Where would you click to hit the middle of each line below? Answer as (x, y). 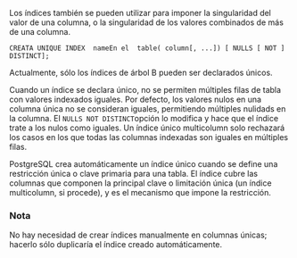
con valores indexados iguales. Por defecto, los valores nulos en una (135, 99)
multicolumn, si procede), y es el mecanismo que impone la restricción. (140, 192)
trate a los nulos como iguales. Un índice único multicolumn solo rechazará (147, 128)
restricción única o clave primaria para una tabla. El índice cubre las (134, 174)
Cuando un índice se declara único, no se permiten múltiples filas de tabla (145, 90)
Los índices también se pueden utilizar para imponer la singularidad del (140, 13)
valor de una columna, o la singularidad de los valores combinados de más (146, 22)
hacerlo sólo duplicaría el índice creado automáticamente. (116, 245)
